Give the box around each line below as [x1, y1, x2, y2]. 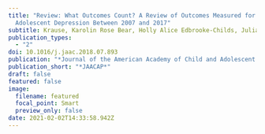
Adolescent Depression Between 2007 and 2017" [15, 19, 171, 27]
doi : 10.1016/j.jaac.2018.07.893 [8, 48, 118, 56]
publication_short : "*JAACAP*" [8, 63, 111, 71]
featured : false [8, 77, 62, 85]
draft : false [8, 70, 51, 78]
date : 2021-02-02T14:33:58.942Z [8, 114, 114, 122]
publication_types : [8, 33, 73, 42]
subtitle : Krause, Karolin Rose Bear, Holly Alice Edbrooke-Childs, [8, 26, 238, 34]
